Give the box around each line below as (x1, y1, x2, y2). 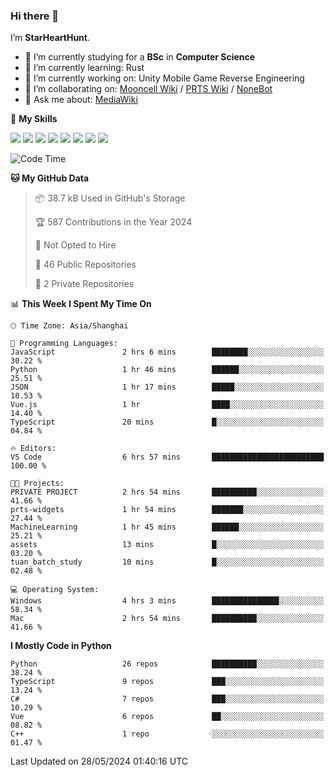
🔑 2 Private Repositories (34, 278, 135, 290)
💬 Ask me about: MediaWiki (24, 94, 138, 106)
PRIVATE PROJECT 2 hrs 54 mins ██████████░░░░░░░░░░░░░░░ (10, 487, 325, 498)
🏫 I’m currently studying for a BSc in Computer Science (24, 51, 256, 63)
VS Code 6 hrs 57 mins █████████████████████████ (10, 452, 325, 463)
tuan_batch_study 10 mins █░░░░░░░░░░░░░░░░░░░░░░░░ (10, 557, 325, 568)
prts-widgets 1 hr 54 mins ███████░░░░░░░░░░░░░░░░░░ (10, 505, 325, 515)
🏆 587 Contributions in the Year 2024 (34, 216, 193, 228)
